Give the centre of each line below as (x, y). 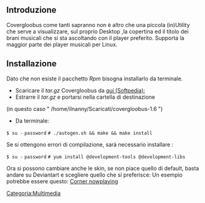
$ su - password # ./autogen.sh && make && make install (79, 133)
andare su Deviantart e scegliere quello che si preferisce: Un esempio (95, 175)
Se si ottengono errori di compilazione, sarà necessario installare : (90, 144)
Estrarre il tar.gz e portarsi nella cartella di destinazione (85, 97)
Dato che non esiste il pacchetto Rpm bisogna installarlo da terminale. (95, 79)
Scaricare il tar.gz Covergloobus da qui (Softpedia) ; (80, 90)
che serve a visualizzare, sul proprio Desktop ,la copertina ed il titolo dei (98, 31)
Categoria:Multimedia (34, 193)
